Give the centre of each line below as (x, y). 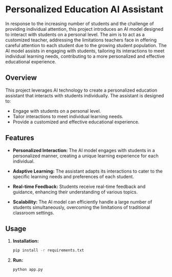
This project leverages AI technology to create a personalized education (81, 90)
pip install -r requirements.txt (48, 250)
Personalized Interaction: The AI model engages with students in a (84, 150)
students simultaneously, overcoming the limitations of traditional (81, 207)
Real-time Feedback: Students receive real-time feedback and (79, 186)
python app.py (28, 270)
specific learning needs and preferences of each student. (73, 176)
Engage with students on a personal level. (57, 111)
